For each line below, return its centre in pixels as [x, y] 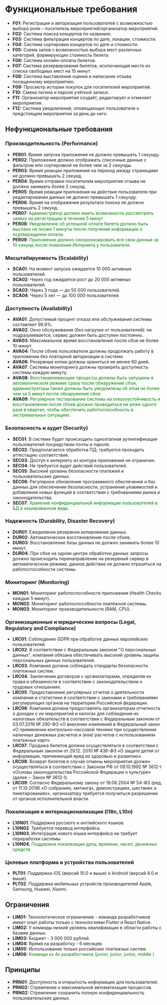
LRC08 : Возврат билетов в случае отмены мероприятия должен [81, 762]
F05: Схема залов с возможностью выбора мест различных [77, 50]
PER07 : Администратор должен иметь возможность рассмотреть [83, 213]
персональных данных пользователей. [54, 660]
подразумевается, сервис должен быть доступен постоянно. [78, 335]
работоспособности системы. [44, 569]
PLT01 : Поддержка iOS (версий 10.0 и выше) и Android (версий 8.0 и [85, 873]
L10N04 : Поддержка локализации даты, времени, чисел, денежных [85, 844]
